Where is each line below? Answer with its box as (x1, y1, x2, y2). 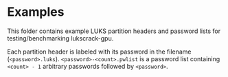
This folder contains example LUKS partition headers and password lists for (7, 27, 221, 35)
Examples (7, 4, 65, 20)
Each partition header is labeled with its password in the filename (7, 47, 192, 56)
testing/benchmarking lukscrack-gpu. (7, 34, 114, 42)
